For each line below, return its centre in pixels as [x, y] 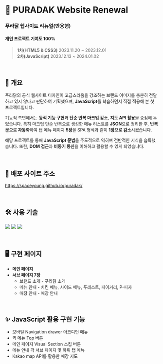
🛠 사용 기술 [21, 212]
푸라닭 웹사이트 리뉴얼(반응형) [38, 26]
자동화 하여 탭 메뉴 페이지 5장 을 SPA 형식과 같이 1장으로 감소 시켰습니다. [85, 130]
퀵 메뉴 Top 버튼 [27, 338]
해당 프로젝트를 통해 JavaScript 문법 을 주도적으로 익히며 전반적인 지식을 [74, 140]
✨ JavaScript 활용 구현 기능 [45, 319]
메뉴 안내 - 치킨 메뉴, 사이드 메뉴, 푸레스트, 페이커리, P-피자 [76, 287]
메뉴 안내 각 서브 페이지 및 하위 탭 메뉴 [48, 350]
